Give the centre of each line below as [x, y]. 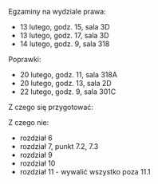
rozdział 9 [36, 155]
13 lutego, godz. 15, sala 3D [65, 27]
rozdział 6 [36, 138]
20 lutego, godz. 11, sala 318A [69, 74]
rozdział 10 [38, 163]
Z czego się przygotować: [51, 107]
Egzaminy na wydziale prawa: [57, 12]
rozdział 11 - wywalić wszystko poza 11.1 [85, 172]
